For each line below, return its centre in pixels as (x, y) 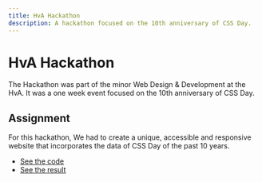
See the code (42, 161)
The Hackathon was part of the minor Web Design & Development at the (127, 85)
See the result (43, 170)
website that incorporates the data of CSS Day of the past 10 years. (119, 146)
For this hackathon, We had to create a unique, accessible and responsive (130, 137)
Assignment (39, 118)
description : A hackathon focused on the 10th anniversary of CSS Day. (130, 23)
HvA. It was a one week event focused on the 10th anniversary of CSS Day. (131, 93)
